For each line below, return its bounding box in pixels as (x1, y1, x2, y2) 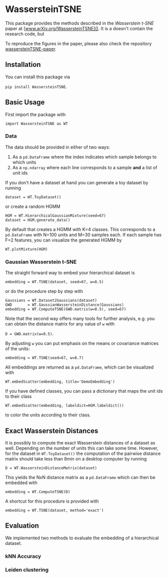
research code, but (5, 31, 44, 37)
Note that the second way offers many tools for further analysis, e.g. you (5, 315, 155, 322)
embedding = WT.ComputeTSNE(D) (5, 489, 70, 494)
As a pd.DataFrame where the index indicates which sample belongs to (12, 154, 157, 160)
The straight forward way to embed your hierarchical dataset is (5, 270, 135, 276)
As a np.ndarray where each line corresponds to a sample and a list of (12, 164, 157, 170)
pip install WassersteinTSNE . (5, 83, 67, 89)
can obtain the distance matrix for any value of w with (5, 321, 115, 327)
